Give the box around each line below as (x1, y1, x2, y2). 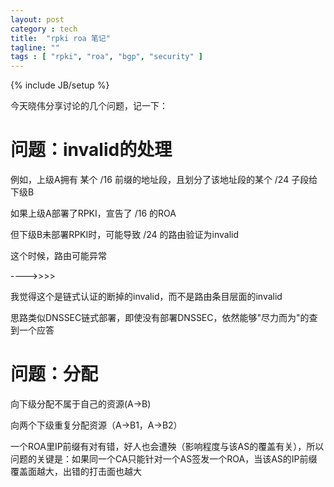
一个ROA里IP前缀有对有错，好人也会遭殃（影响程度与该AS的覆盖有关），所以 (10, 441, 325, 452)
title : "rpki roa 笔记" (10, 33, 111, 43)
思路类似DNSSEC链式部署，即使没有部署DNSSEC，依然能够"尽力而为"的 (10, 312, 310, 324)
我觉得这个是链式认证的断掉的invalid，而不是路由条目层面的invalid (10, 291, 283, 303)
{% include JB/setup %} (10, 79, 110, 91)
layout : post (10, 14, 65, 25)
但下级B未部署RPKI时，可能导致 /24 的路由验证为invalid (10, 229, 240, 241)
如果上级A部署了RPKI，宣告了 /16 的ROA (10, 207, 177, 220)
